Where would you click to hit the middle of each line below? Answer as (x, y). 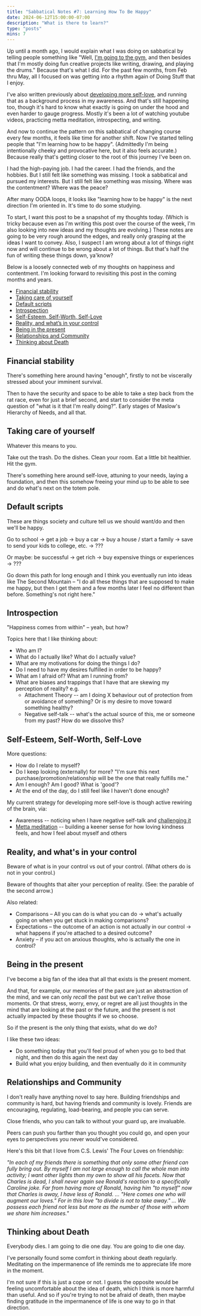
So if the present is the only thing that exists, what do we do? (82, 1027)
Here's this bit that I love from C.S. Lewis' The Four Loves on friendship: (95, 1151)
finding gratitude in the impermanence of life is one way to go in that (91, 1301)
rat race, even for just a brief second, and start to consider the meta (90, 399)
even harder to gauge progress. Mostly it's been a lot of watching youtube (98, 114)
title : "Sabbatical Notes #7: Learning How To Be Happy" (79, 12)
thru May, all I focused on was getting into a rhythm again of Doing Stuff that (101, 77)
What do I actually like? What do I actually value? (76, 657)
